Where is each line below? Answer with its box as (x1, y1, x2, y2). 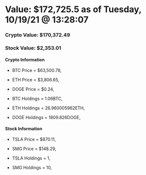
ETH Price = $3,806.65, (12, 77, 59, 83)
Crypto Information (5, 56, 45, 62)
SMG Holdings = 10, (12, 165, 52, 171)
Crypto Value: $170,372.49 (5, 32, 71, 38)
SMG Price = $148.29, (12, 146, 56, 152)
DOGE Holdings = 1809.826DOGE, (12, 115, 81, 121)
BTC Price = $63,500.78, (12, 68, 62, 73)
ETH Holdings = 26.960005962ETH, (12, 105, 85, 111)
